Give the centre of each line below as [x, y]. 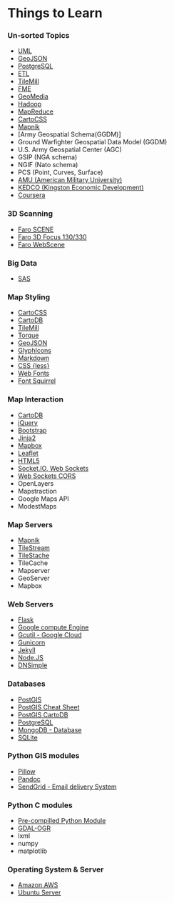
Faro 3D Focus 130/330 [52, 236]
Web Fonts [34, 374]
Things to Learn [55, 13]
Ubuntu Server [39, 893]
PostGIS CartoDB [43, 714]
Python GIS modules [43, 756]
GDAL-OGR [34, 828]
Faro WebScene [41, 244]
